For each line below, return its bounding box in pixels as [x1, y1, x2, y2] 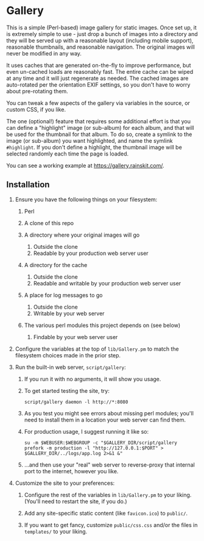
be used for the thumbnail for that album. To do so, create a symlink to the [6, 131, 192, 138]
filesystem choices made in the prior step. [15, 351, 121, 359]
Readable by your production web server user [33, 249, 149, 257]
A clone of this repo [24, 219, 74, 226]
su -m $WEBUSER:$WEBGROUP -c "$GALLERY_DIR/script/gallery [24, 440, 178, 446]
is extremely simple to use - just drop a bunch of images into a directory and [6, 30, 198, 37]
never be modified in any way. [6, 49, 82, 57]
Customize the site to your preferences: [15, 479, 115, 487]
